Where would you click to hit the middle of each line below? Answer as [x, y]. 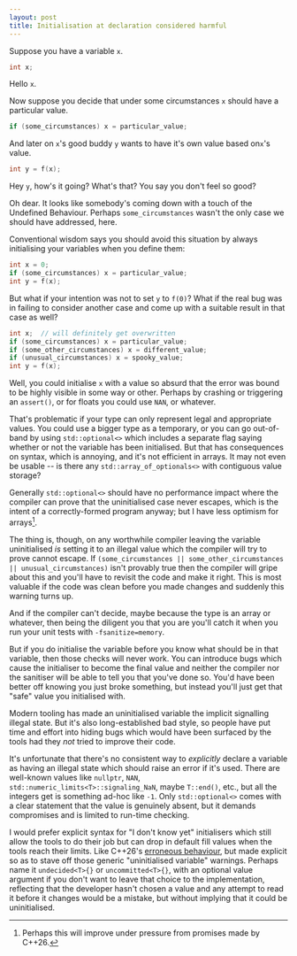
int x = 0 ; [29, 265]
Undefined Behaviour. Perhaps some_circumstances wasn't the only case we [147, 212]
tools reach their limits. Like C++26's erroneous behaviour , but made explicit [148, 851]
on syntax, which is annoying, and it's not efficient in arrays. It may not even [148, 457]
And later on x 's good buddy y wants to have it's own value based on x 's [140, 143]
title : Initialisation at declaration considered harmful [118, 26]
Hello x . [23, 84]
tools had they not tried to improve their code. [93, 741]
